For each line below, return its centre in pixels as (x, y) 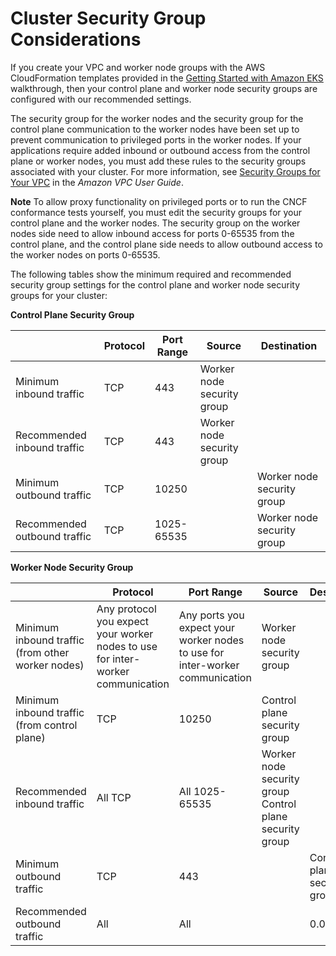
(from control (46, 725)
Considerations (76, 39)
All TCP (114, 797)
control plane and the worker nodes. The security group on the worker (155, 223)
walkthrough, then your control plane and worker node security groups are (164, 88)
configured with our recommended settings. (101, 99)
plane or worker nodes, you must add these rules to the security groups (158, 161)
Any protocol (126, 609)
